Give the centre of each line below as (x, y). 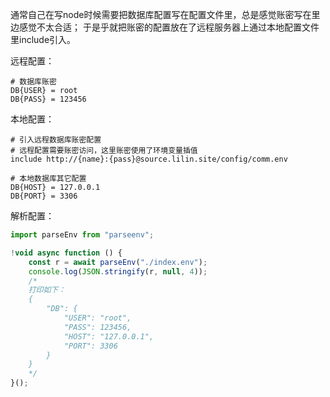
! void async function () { (66, 253)
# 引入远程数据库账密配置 (56, 140)
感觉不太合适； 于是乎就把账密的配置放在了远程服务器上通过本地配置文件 (169, 27)
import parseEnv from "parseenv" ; (82, 235)
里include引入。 (43, 39)
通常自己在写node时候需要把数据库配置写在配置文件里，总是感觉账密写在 (161, 14)
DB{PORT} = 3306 (44, 196)
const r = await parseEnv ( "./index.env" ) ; (118, 262)
